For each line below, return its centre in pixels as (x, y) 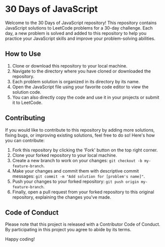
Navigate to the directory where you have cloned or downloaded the (82, 71)
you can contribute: (25, 140)
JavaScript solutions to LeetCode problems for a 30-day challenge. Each (79, 28)
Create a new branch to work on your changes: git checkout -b (77, 160)
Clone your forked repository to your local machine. (65, 155)
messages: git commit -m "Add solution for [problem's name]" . (79, 176)
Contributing (25, 118)
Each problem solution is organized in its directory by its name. (76, 81)
